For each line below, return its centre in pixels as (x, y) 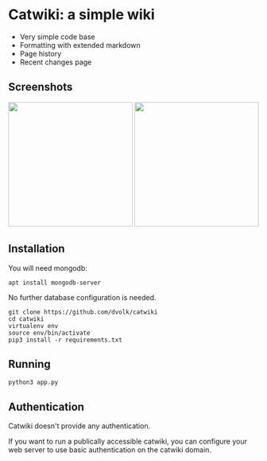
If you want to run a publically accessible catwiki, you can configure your (128, 441)
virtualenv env (33, 326)
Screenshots (41, 87)
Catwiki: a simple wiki (81, 15)
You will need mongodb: (48, 268)
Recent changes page (56, 62)
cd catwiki (26, 319)
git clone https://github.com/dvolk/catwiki (83, 312)
